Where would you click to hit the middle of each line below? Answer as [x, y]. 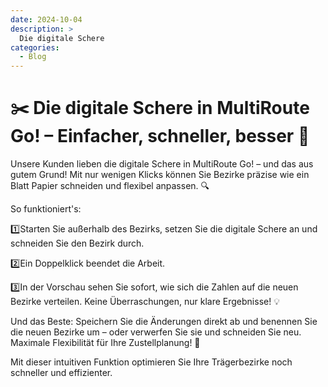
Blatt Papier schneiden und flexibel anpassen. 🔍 [110, 186]
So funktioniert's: [46, 209]
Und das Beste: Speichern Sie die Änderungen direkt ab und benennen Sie [164, 322]
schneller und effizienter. [61, 373]
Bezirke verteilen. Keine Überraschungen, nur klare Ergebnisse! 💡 [145, 302]
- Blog [33, 57]
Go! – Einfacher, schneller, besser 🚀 [160, 136]
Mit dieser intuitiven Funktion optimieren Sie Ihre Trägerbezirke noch [151, 362]
